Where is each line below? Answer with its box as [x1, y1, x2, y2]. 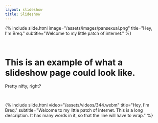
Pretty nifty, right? [5, 83, 42, 89]
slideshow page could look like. [5, 67, 135, 78]
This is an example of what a [5, 57, 123, 68]
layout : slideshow [5, 7, 43, 12]
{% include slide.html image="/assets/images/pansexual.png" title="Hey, [5, 25, 153, 31]
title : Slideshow [5, 12, 41, 17]
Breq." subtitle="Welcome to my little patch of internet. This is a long [5, 107, 143, 113]
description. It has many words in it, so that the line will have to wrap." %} [5, 113, 153, 119]
